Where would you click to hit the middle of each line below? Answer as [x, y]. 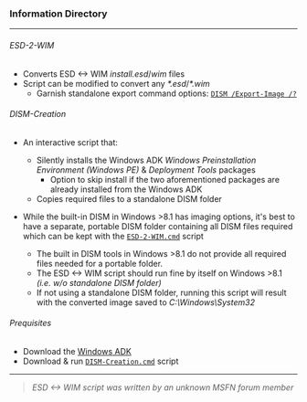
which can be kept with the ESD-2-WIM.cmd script [113, 236]
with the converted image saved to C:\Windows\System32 [146, 302]
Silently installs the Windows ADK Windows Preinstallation [146, 160]
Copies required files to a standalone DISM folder [129, 198]
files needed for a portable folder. [99, 263]
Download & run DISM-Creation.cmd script [101, 361]
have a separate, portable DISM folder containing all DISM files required [158, 226]
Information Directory [58, 14]
